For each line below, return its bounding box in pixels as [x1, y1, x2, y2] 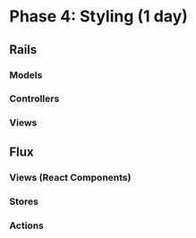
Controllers [9, 92, 60, 105]
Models [9, 69, 43, 81]
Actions [9, 219, 45, 232]
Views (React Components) [9, 171, 132, 183]
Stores [9, 195, 38, 208]
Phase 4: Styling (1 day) [9, 6, 188, 27]
